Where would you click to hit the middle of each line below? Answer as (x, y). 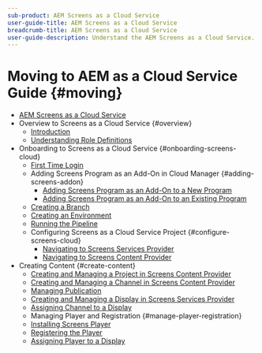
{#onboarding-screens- (198, 149)
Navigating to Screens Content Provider (107, 258)
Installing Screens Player (71, 325)
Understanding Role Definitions (81, 140)
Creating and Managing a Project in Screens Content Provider (131, 274)
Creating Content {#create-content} (77, 266)
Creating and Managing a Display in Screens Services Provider (133, 299)
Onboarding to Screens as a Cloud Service (88, 149)
